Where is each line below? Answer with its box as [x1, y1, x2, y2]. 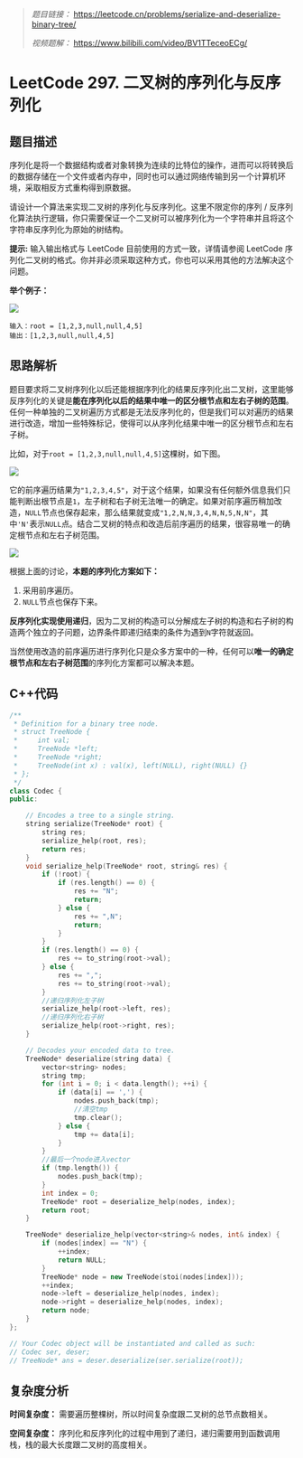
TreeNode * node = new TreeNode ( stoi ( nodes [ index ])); [41, 1272, 244, 1282]
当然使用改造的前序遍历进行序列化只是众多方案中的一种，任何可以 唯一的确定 [9, 645, 294, 656]
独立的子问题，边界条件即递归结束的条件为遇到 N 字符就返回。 [32, 626, 259, 637]
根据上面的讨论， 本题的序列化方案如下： [9, 565, 160, 577]
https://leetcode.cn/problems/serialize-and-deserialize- [73, 9, 281, 19]
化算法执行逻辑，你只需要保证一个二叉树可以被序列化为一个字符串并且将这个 [9, 212, 294, 223]
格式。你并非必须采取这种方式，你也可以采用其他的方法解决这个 [56, 255, 294, 265]
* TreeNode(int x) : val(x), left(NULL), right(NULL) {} [13, 761, 248, 770]
